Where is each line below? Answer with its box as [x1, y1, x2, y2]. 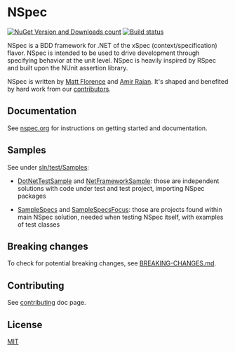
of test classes [17, 220, 60, 229]
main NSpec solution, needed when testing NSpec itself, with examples [17, 213, 224, 221]
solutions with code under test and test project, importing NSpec [17, 184, 205, 192]
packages [17, 191, 47, 200]
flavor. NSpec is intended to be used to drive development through [7, 49, 200, 57]
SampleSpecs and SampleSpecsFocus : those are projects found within [17, 205, 222, 213]
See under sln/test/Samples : [7, 163, 90, 171]
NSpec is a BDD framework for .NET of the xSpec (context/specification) [7, 41, 217, 49]
